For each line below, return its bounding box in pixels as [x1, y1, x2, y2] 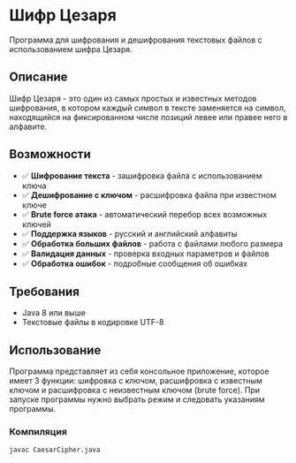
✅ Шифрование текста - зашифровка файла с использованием [21, 170, 262, 181]
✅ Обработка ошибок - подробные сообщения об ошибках [21, 258, 248, 269]
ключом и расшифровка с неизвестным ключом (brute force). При [9, 385, 261, 396]
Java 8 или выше [21, 307, 87, 318]
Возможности [9, 147, 91, 162]
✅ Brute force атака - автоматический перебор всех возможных [21, 209, 268, 219]
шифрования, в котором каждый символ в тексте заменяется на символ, [9, 102, 286, 113]
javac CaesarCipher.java [9, 445, 101, 455]
